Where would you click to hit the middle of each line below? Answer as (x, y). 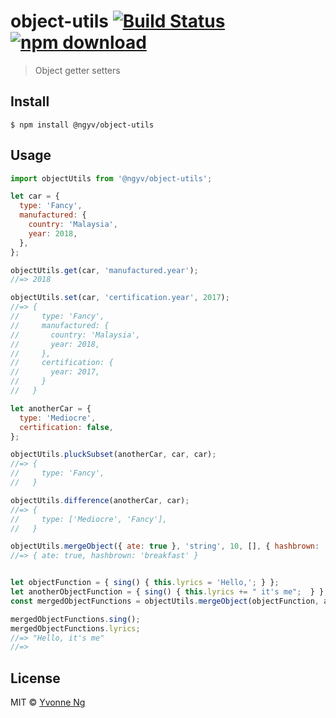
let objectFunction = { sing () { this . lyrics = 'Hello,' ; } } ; (145, 583)
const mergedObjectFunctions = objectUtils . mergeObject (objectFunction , (165, 601)
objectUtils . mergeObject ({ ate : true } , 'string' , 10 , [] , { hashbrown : (165, 546)
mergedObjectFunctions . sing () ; (75, 619)
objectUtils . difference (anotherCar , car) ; (100, 500)
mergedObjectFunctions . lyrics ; (75, 628)
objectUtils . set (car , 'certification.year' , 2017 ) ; (120, 298)
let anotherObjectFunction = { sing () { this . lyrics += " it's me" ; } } (167, 592)
